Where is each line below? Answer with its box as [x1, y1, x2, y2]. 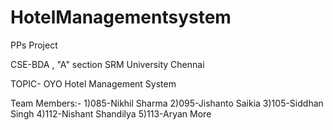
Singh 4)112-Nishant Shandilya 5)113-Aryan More [10, 107, 212, 120]
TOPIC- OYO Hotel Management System [10, 77, 177, 90]
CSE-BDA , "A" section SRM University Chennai [10, 58, 205, 70]
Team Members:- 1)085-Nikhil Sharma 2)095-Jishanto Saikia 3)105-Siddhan [10, 97, 324, 109]
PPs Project [10, 39, 58, 51]
